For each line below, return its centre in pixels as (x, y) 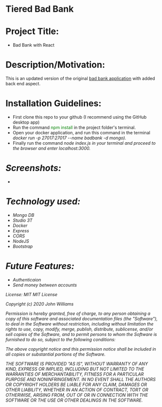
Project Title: (32, 32)
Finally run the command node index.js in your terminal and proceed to (84, 143)
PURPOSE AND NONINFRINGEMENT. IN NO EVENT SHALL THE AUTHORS (81, 379)
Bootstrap (23, 246)
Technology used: (43, 202)
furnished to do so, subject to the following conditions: (60, 339)
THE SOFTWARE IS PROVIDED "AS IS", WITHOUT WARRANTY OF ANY (77, 363)
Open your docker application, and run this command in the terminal (81, 133)
